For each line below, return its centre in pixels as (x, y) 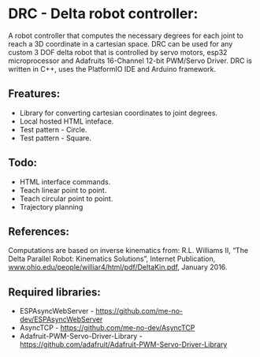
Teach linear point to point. (63, 190)
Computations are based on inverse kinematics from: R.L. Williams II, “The (128, 251)
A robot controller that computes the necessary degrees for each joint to (126, 35)
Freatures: (34, 94)
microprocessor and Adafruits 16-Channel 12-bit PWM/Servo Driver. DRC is (130, 61)
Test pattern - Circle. (53, 129)
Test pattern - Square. (56, 138)
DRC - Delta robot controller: (103, 14)
